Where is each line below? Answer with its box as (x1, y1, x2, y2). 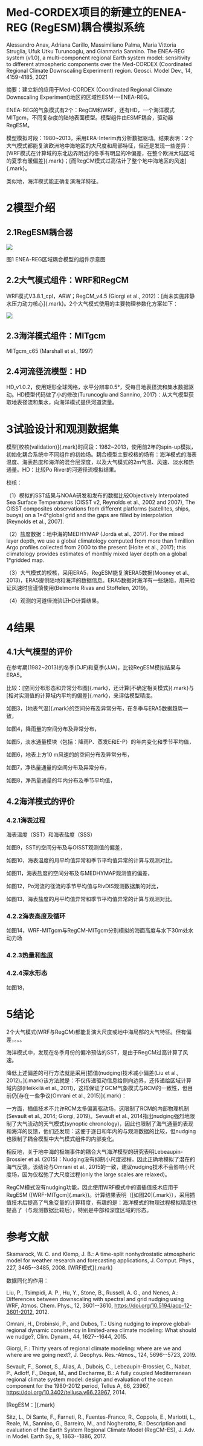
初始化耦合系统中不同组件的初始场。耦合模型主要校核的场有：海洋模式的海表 (6, 451, 197, 458)
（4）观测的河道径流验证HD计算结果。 (6, 597, 103, 604)
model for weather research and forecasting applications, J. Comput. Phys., (6, 1257, 195, 1264)
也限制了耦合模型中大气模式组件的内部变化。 (6, 1135, 118, 1143)
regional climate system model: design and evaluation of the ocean (6, 1376, 173, 1383)
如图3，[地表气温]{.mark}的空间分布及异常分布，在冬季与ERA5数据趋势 (6, 705, 183, 712)
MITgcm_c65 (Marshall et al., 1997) (6, 347, 94, 355)
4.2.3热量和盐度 (6, 951, 53, 960)
